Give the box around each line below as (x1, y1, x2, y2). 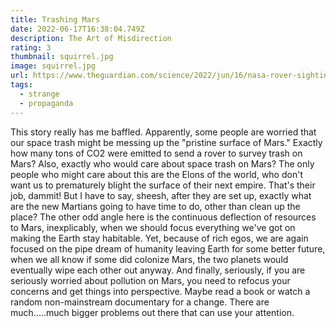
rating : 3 (10, 42, 52, 53)
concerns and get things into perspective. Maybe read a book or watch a (10, 285, 311, 297)
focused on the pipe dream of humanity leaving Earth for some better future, (10, 242, 326, 255)
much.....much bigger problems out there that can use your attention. (10, 306, 295, 318)
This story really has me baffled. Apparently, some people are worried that (10, 126, 317, 138)
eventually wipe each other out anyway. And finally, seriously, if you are (10, 264, 306, 276)
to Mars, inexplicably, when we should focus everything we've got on (10, 221, 296, 233)
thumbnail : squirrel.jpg (10, 52, 114, 62)
